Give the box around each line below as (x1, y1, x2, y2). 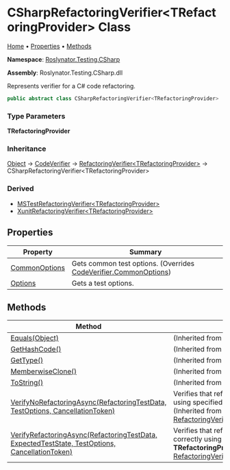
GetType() (10, 356, 43, 365)
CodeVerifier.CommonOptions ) (71, 267, 171, 277)
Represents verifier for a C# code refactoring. (7, 82, 136, 90)
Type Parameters (7, 111, 66, 121)
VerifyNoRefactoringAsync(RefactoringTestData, (10, 397, 167, 407)
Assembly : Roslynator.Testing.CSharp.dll (7, 69, 123, 77)
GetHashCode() (10, 345, 62, 354)
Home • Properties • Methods (7, 42, 92, 50)
